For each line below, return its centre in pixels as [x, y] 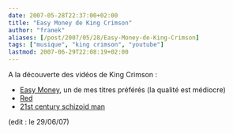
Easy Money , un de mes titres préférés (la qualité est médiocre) [123, 90]
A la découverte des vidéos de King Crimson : [83, 74]
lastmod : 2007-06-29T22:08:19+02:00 [68, 52]
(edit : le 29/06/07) [39, 122]
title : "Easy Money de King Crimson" [70, 23]
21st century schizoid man [62, 106]
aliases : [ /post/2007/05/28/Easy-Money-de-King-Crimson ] [104, 37]
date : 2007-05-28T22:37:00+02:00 [63, 15]
